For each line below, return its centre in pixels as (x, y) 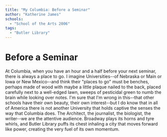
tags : (11, 28)
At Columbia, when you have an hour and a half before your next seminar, (81, 71)
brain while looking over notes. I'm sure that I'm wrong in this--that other (80, 97)
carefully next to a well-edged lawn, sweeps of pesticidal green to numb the (83, 92)
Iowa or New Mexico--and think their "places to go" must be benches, (77, 81)
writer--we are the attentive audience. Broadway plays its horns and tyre (80, 118)
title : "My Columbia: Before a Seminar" (48, 10)
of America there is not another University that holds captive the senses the (83, 108)
